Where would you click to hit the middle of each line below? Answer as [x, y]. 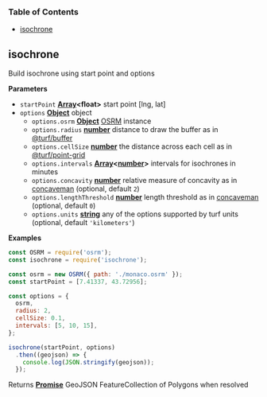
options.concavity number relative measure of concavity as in [134, 181]
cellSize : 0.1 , [41, 318]
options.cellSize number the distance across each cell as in [132, 146]
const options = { [39, 296]
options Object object [56, 113]
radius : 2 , [33, 311]
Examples [25, 238]
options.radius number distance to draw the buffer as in [125, 130]
